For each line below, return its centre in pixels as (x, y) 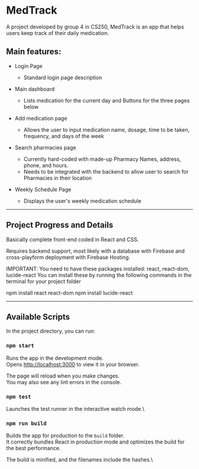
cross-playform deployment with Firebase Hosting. (68, 257)
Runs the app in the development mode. (55, 358)
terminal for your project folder (44, 281)
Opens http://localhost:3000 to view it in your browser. (73, 364)
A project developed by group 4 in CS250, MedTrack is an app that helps (95, 27)
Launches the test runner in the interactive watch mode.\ (76, 409)
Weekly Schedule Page (43, 189)
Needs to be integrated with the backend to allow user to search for (106, 171)
